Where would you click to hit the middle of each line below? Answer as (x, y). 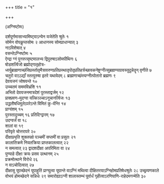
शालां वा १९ (14, 126)
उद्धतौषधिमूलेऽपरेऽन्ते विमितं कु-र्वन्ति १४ (36, 103)
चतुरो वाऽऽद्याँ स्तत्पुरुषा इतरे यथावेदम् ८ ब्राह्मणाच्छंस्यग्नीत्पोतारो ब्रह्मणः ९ (60, 76)
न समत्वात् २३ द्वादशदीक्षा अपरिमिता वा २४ (38, 148)
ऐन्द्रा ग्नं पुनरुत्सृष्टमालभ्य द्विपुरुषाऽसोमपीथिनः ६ (41, 59)
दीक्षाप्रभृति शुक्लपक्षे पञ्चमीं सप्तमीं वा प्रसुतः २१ (41, 137)
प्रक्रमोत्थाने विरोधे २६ (22, 159)
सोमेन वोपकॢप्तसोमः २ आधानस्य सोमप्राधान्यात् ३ (42, 42)
